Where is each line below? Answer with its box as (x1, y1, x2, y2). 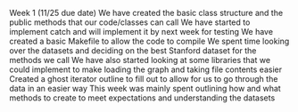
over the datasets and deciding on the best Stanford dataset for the (9, 45, 257, 56)
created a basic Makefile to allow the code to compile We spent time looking (9, 36, 290, 46)
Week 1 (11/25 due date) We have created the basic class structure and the (9, 8, 284, 18)
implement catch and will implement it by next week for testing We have (9, 27, 274, 36)
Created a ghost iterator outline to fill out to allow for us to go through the (9, 74, 278, 84)
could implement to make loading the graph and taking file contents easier (9, 64, 283, 75)
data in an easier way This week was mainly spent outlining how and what (9, 84, 281, 93)
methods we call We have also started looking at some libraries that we (9, 55, 270, 65)
